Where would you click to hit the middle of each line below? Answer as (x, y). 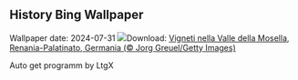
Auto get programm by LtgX (62, 65)
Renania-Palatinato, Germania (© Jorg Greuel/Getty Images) (123, 47)
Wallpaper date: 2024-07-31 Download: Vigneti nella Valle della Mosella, (149, 38)
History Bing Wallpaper (77, 15)
